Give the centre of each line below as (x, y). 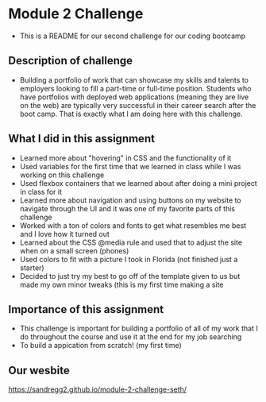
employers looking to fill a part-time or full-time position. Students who (135, 88)
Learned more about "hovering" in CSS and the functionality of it (125, 158)
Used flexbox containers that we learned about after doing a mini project (139, 183)
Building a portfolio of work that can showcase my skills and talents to (134, 79)
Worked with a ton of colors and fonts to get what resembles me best (133, 225)
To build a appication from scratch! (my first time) (101, 346)
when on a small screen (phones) (74, 250)
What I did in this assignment (81, 139)
